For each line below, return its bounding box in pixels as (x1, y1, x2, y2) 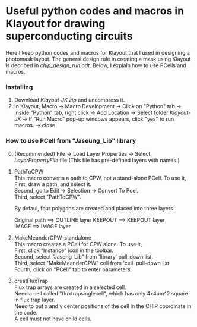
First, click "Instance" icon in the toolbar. (14, 247, 114, 254)
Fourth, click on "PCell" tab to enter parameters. (14, 266, 132, 273)
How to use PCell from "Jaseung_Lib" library (5, 137, 136, 145)
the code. (14, 309, 38, 316)
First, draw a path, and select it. (14, 180, 92, 188)
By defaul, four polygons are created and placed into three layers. (14, 205, 175, 212)
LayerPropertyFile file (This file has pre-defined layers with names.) (14, 156, 180, 164)
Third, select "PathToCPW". (14, 193, 81, 200)
